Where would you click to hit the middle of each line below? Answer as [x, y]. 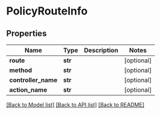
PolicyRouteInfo [47, 11]
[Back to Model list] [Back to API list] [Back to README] [75, 105]
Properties [27, 33]
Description [101, 50]
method [21, 70]
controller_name [33, 80]
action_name [28, 90]
